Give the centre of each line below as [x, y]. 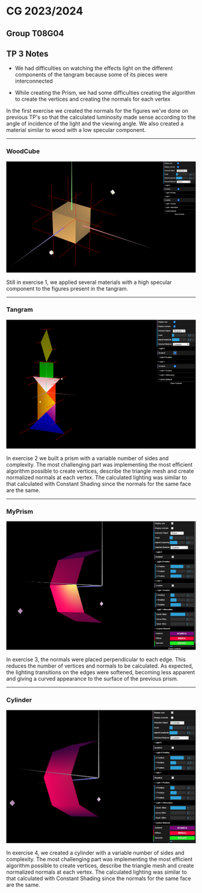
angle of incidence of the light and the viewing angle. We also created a [95, 124]
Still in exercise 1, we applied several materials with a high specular [89, 282]
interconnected [34, 81]
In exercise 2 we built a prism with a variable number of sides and [87, 458]
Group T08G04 [35, 33]
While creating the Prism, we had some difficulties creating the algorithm [105, 93]
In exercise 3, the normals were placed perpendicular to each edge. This [96, 660]
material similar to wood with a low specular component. [76, 130]
